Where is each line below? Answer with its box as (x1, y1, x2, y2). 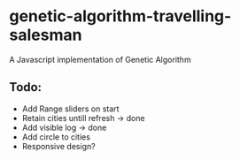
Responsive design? (21, 141, 96, 151)
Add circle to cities (21, 131, 91, 142)
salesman (9, 25, 82, 45)
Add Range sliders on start (21, 103, 120, 114)
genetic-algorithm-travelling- (9, 6, 232, 27)
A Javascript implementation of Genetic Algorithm (9, 54, 192, 65)
